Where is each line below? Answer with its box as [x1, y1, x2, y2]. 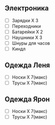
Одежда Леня [4, 60, 50, 70]
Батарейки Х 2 [11, 29, 43, 35]
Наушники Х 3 [11, 35, 42, 40]
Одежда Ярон [4, 95, 50, 103]
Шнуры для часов [11, 40, 50, 46]
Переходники [11, 23, 41, 29]
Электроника [4, 4, 49, 13]
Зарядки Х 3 [11, 17, 38, 23]
